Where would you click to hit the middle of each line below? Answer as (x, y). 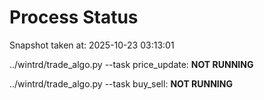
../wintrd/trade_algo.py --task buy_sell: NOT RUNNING (121, 83)
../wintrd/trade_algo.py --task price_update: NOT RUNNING (131, 64)
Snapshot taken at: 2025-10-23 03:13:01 (92, 45)
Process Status (74, 17)
